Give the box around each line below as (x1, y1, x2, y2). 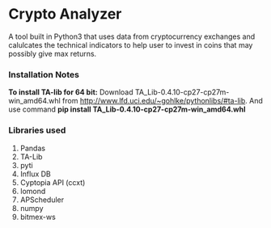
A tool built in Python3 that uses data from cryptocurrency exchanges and (8, 32, 256, 41)
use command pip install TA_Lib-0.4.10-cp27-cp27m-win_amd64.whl (8, 104, 246, 114)
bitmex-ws (19, 212, 57, 222)
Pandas (19, 143, 46, 153)
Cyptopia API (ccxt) (19, 177, 86, 187)
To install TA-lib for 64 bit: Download (8, 87, 133, 97)
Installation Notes (8, 69, 79, 80)
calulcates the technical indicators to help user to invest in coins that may (8, 40, 253, 49)
